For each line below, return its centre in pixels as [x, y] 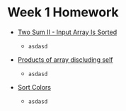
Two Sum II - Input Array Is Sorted [67, 32]
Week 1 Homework [63, 12]
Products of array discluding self [65, 59]
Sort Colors [34, 87]
